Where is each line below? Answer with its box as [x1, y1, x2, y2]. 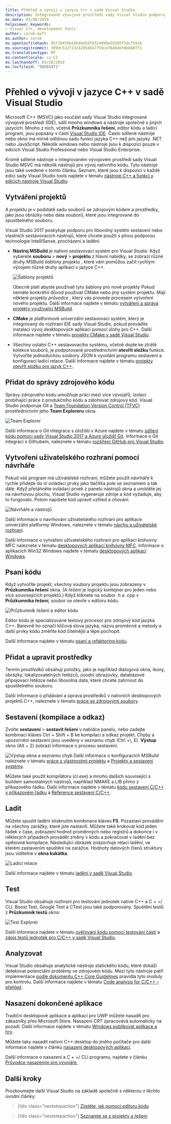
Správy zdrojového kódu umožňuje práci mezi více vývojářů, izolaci [5, 391, 147, 398]
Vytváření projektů [5, 193, 66, 201]
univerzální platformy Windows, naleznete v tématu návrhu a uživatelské [5, 521, 157, 528]
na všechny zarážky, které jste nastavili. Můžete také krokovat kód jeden [5, 823, 157, 829]
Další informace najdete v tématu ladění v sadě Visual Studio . [5, 870, 134, 876]
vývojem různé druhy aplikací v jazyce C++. [12, 264, 105, 270]
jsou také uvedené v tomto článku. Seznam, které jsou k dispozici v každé [5, 167, 160, 173]
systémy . [5, 763, 24, 769]
